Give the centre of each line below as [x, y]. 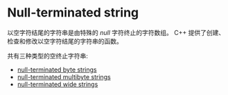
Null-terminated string [73, 13]
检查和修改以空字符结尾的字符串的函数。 [65, 41]
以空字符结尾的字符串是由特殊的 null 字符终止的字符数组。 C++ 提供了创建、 [116, 32]
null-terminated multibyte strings [64, 76]
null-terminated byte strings [57, 70]
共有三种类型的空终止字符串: [48, 56]
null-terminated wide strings [58, 84]
